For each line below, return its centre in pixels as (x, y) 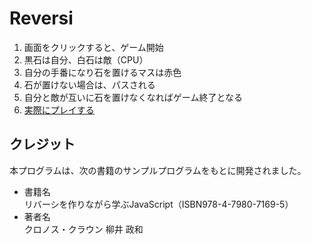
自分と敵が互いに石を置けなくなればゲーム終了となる (133, 97)
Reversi (41, 18)
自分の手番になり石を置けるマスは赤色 (102, 72)
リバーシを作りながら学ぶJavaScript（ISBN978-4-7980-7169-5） (158, 204)
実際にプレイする (59, 109)
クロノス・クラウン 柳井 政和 (83, 229)
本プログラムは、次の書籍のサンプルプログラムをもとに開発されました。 (158, 170)
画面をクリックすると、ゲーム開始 (93, 47)
